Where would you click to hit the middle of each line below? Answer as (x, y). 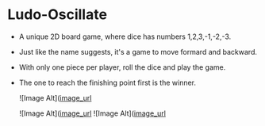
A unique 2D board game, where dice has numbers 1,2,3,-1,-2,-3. (125, 36)
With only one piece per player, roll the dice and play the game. (122, 67)
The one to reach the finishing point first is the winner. (107, 82)
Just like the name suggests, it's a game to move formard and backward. (138, 52)
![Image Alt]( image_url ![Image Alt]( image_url (92, 113)
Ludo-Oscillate (58, 15)
